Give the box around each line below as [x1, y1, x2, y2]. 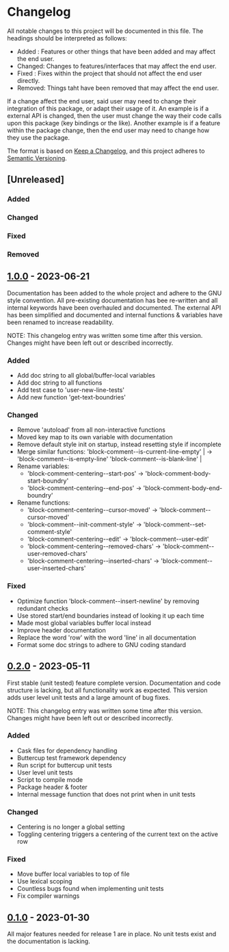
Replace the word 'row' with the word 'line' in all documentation [16, 633, 197, 642]
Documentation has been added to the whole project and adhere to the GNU [7, 289, 222, 297]
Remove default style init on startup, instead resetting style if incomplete [16, 440, 221, 449]
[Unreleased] [7, 174, 65, 186]
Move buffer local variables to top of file [16, 870, 130, 878]
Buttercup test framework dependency [16, 753, 126, 761]
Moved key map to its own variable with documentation [16, 433, 173, 441]
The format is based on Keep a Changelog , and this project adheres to [7, 147, 205, 155]
